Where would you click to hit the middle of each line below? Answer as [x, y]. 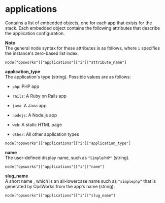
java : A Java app [29, 105]
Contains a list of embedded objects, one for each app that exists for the [79, 23]
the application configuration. [35, 33]
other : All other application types [46, 134]
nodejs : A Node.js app [34, 115]
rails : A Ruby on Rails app [39, 96]
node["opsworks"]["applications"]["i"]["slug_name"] [60, 195]
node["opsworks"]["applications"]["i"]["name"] [55, 166]
